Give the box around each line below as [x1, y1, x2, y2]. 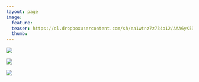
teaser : [11, 25, 31, 31]
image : [6, 14, 23, 20]
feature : [11, 20, 33, 26]
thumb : [11, 31, 28, 37]
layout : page [6, 8, 38, 15]
